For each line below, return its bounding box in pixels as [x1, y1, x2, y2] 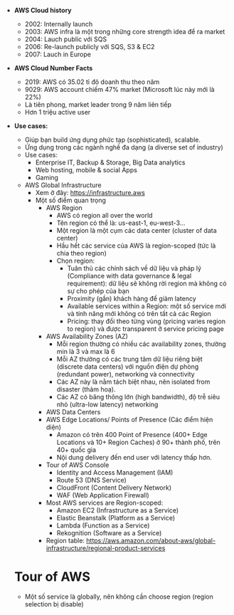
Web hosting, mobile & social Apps [35, 166, 137, 174]
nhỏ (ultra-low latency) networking [56, 400, 159, 409]
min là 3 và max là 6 [56, 347, 115, 355]
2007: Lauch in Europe [24, 50, 91, 58]
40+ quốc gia [56, 446, 97, 454]
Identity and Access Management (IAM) [56, 468, 174, 476]
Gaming [35, 174, 59, 182]
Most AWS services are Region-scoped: [46, 498, 164, 507]
